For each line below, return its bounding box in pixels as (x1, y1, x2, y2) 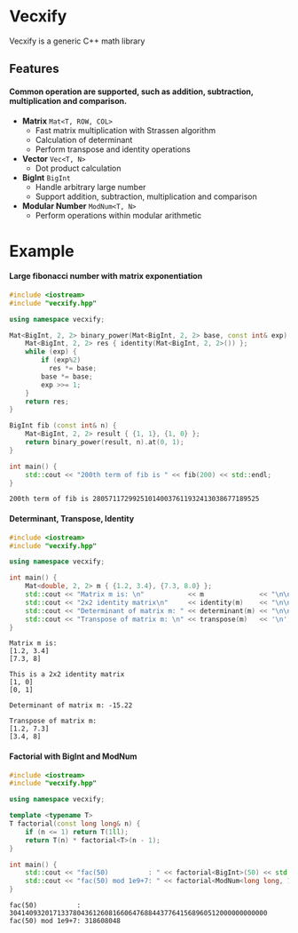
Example (9, 241, 74, 261)
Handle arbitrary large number (35, 181, 146, 192)
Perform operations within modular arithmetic (35, 210, 202, 220)
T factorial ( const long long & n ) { (9, 819, 141, 828)
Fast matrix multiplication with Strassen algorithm (35, 124, 216, 135)
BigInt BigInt (21, 171, 71, 183)
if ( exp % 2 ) (41, 355, 82, 365)
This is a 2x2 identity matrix (9, 670, 125, 679)
